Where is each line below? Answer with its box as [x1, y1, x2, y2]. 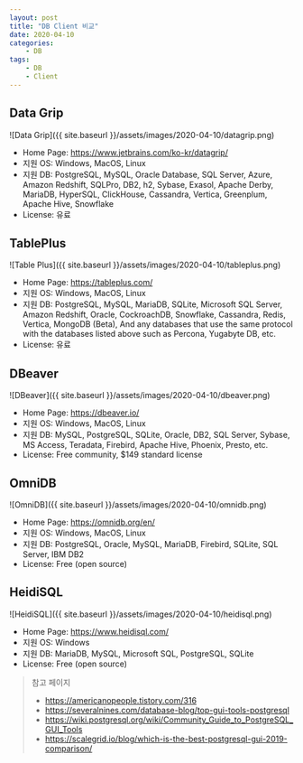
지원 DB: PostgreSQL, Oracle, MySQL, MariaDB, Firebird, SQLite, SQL [22, 539, 279, 549]
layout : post [9, 13, 59, 23]
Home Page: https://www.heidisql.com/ [22, 626, 170, 637]
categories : [9, 38, 54, 48]
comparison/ [44, 742, 93, 754]
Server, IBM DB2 [22, 549, 84, 560]
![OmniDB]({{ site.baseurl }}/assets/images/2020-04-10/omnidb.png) [9, 499, 268, 510]
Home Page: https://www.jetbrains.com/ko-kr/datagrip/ [22, 146, 228, 158]
